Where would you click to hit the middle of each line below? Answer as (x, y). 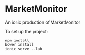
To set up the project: (26, 31)
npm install (17, 40)
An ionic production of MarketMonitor (43, 22)
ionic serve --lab (24, 49)
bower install (19, 44)
